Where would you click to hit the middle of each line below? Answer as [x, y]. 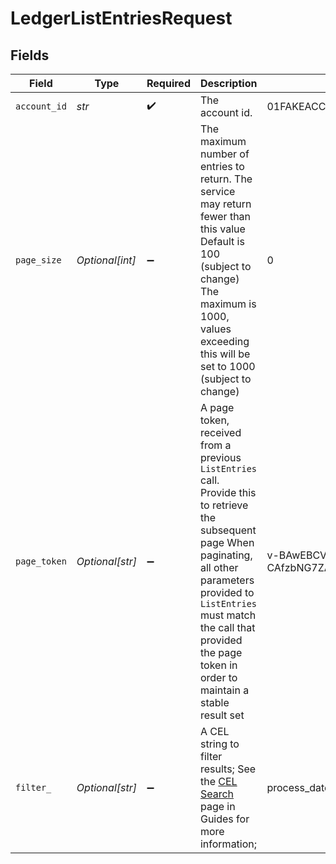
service [217, 191]
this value [222, 229]
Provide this [228, 492]
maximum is [228, 304]
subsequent [228, 530]
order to [218, 677]
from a [215, 445]
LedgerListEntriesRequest [121, 18]
